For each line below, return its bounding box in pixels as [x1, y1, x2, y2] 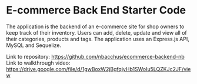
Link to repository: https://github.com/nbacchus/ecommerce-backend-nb [6, 53, 185, 60]
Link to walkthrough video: [6, 59, 71, 66]
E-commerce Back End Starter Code [6, 4, 186, 17]
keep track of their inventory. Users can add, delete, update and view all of [6, 29, 187, 36]
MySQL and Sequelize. [6, 42, 62, 49]
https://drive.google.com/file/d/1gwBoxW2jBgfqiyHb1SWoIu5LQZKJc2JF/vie [6, 65, 191, 72]
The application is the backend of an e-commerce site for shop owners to [6, 23, 185, 30]
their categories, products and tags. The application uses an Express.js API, [6, 35, 189, 42]
